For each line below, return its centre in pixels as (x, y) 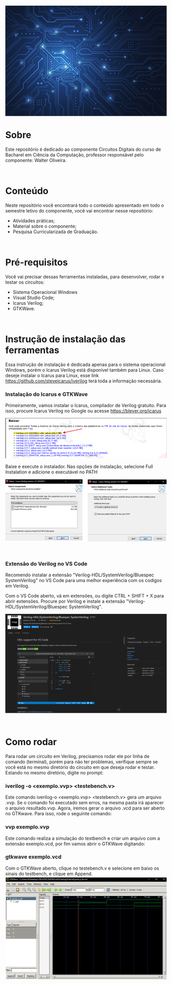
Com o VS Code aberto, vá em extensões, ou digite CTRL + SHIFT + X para (85, 595)
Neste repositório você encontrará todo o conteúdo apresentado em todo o (85, 205)
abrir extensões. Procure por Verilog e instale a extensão (65, 601)
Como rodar (31, 742)
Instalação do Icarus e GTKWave (47, 394)
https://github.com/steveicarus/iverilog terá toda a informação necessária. (84, 381)
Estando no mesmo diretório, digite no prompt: (55, 772)
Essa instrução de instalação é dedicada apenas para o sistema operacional (85, 364)
